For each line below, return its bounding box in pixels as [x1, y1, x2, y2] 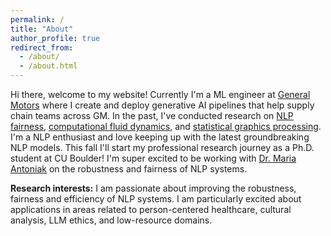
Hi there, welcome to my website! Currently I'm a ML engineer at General [10, 89, 311, 100]
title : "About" [10, 24, 74, 34]
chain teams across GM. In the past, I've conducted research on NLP [10, 110, 294, 121]
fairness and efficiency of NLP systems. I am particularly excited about [10, 193, 302, 205]
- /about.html [19, 61, 78, 71]
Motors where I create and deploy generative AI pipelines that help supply [10, 99, 315, 111]
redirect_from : [10, 42, 74, 53]
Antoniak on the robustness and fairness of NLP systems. [10, 163, 248, 175]
